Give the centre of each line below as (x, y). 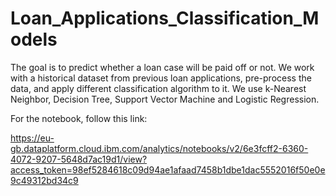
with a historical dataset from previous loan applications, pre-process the (161, 78)
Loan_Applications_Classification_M (165, 18)
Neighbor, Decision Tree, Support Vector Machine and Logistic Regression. (165, 99)
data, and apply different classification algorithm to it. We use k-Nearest (158, 88)
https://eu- (32, 138)
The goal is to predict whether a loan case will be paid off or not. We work (162, 67)
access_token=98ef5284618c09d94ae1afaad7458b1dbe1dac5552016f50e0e (168, 169)
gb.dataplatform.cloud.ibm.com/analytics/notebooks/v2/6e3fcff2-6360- (159, 148)
